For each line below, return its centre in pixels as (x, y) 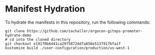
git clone (15, 31)
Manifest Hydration (45, 9)
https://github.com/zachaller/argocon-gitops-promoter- (85, 31)
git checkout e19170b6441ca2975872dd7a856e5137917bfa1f (63, 44)
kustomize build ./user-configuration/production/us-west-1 (68, 48)
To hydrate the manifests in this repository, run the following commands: (78, 22)
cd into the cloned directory (40, 40)
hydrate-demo (18, 35)
